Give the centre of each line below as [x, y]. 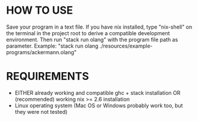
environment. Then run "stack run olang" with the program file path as [92, 39]
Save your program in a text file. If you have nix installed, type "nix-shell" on [99, 27]
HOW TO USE [40, 10]
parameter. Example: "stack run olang [52, 46]
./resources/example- [126, 46]
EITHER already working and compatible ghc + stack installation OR [98, 92]
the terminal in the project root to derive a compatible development [88, 33]
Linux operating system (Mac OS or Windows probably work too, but [99, 106]
